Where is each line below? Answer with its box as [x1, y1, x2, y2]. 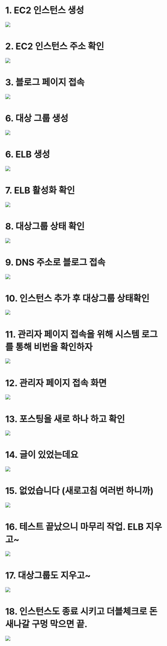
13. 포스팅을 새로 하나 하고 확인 [5, 413, 125, 425]
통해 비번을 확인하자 [15, 341, 93, 353]
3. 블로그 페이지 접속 [5, 77, 85, 88]
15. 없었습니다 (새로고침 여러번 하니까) [5, 485, 154, 497]
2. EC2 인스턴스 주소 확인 [5, 41, 105, 52]
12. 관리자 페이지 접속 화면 [5, 377, 107, 389]
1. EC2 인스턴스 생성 [5, 5, 85, 16]
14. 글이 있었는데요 [5, 449, 79, 460]
